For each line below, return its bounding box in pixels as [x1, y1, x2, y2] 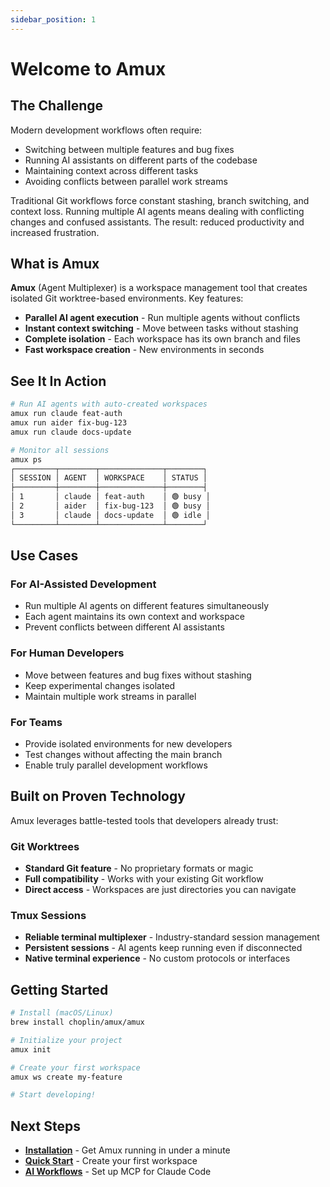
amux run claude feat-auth [10, 409, 123, 419]
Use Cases [10, 547, 79, 565]
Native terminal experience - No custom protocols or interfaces [24, 952, 291, 965]
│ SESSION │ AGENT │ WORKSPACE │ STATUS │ [10, 473, 208, 483]
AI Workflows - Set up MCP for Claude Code [24, 1166, 212, 1178]
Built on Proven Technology [10, 788, 186, 805]
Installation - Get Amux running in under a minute [24, 1144, 231, 1156]
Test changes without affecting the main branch [24, 748, 223, 760]
